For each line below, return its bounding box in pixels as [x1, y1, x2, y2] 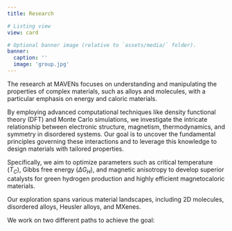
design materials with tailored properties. [7, 145, 125, 153]
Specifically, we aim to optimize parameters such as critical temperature [7, 158, 213, 166]
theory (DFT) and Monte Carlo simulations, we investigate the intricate [7, 115, 208, 123]
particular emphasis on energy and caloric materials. [7, 94, 158, 102]
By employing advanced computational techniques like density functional [7, 108, 216, 116]
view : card [7, 29, 39, 36]
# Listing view [7, 22, 51, 30]
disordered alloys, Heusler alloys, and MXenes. [7, 202, 141, 211]
